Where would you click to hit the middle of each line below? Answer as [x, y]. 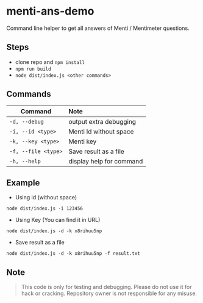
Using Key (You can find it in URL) [58, 220]
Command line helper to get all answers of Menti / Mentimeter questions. [98, 28]
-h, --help [25, 161]
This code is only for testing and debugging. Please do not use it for [106, 287]
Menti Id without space [101, 131]
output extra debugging [102, 121]
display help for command [106, 161]
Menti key [83, 141]
